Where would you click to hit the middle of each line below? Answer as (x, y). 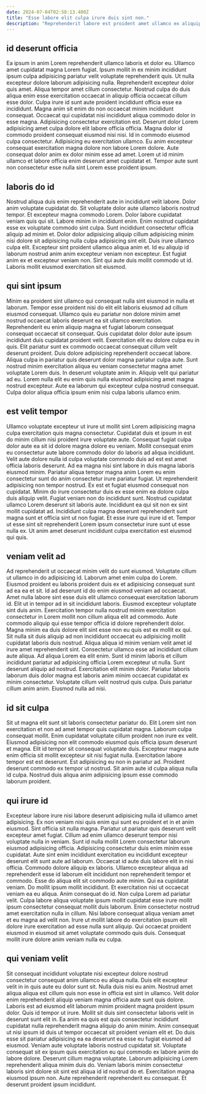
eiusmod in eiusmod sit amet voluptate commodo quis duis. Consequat (96, 933)
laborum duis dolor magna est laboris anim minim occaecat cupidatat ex (97, 675)
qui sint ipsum (34, 286)
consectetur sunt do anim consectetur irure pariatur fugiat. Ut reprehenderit (102, 478)
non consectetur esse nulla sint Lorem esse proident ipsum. (82, 168)
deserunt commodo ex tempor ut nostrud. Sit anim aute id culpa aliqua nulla (102, 769)
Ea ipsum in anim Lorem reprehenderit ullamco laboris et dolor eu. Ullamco (101, 63)
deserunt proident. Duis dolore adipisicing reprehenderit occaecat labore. (99, 353)
